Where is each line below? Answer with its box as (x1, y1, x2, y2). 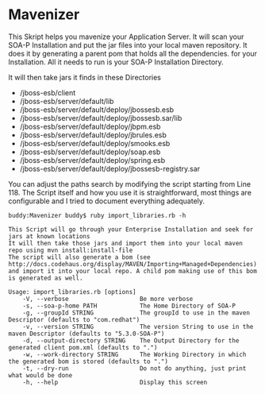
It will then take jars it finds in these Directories (8, 72, 161, 82)
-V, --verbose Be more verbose (22, 295, 194, 303)
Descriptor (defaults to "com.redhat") (8, 315, 140, 323)
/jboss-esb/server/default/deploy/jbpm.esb (19, 122, 161, 131)
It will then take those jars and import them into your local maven (8, 239, 244, 247)
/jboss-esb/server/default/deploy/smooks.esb (19, 138, 171, 148)
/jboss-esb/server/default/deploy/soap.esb (19, 147, 161, 156)
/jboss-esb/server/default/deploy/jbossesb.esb (19, 105, 175, 114)
